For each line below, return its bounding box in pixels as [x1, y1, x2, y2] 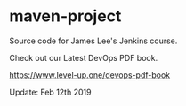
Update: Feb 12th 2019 [9, 87, 92, 97]
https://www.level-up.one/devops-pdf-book [9, 69, 171, 80]
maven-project [9, 6, 122, 26]
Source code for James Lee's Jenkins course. [9, 35, 178, 46]
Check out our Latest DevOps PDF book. [9, 52, 158, 63]
